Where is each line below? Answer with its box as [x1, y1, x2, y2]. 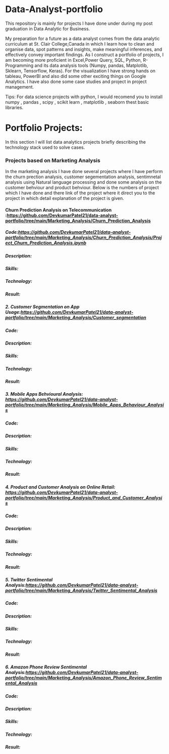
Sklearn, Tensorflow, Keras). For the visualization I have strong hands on [5, 67, 155, 74]
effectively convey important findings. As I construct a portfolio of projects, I [5, 52, 164, 58]
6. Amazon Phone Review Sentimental [5, 664, 87, 670]
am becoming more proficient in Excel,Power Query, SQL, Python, [5, 57, 142, 63]
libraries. [5, 104, 24, 110]
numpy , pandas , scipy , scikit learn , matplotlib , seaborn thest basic [5, 99, 149, 105]
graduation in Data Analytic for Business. [5, 25, 90, 31]
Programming [5, 62, 34, 68]
